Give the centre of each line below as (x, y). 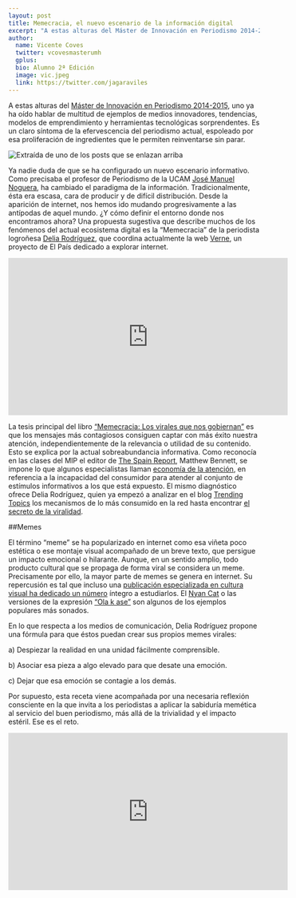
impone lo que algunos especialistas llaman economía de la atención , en (127, 469)
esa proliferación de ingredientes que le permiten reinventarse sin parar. (127, 139)
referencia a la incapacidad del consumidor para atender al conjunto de (126, 477)
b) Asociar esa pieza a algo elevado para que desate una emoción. (118, 665)
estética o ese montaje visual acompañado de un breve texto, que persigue (132, 550)
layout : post (30, 16)
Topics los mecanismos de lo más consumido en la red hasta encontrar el (129, 503)
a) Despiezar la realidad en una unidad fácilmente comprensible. (114, 650)
